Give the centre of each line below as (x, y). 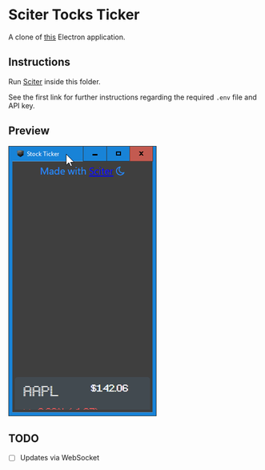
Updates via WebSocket (60, 458)
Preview (29, 131)
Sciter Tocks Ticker (74, 15)
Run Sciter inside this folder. (55, 81)
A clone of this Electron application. (67, 37)
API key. (22, 105)
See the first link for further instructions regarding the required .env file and (133, 97)
